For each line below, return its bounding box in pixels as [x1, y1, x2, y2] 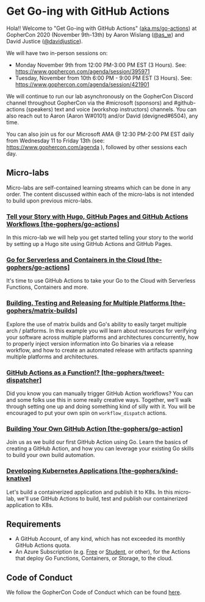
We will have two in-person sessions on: [6, 49, 108, 56]
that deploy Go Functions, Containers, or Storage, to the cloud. [15, 555, 173, 562]
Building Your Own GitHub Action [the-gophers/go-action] [6, 424, 183, 433]
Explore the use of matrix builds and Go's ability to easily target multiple [6, 320, 187, 328]
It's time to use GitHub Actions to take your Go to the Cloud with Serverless [6, 277, 196, 284]
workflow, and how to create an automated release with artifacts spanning [6, 346, 193, 354]
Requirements [6, 519, 61, 529]
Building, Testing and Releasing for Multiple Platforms [6, 299, 170, 307]
